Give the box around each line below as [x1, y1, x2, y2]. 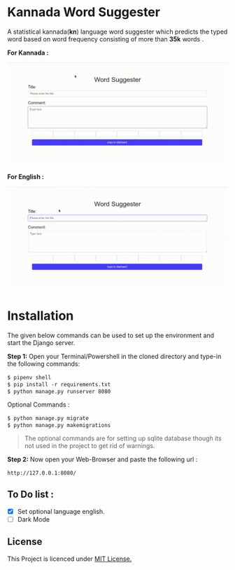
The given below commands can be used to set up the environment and [7, 331, 215, 339]
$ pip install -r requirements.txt [7, 381, 111, 388]
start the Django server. [7, 338, 76, 347]
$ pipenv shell [7, 374, 52, 381]
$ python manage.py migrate [7, 414, 90, 421]
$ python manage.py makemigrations [7, 421, 111, 428]
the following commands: [7, 359, 80, 368]
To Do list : [7, 489, 55, 501]
